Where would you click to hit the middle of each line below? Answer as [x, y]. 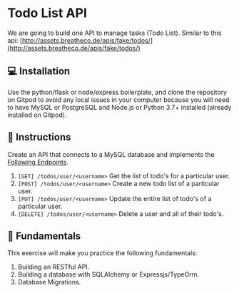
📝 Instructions [39, 137]
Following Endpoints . [38, 162]
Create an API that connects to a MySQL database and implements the [111, 154]
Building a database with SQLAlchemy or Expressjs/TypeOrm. [108, 274]
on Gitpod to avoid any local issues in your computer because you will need [118, 99]
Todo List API [47, 13]
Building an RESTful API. [54, 267]
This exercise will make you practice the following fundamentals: [102, 253]
